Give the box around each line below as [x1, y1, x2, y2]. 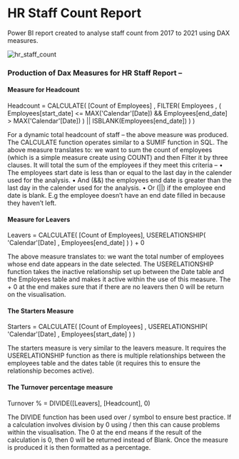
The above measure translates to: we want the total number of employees [7, 252, 225, 261]
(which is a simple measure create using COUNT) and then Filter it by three [7, 153, 228, 162]
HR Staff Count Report [7, 5, 142, 21]
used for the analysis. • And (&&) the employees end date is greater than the [7, 176, 232, 185]
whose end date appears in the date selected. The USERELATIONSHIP [7, 260, 214, 268]
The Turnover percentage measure [7, 383, 113, 392]
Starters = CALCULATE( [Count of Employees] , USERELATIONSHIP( [7, 323, 208, 331]
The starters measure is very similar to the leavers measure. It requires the [7, 344, 227, 353]
